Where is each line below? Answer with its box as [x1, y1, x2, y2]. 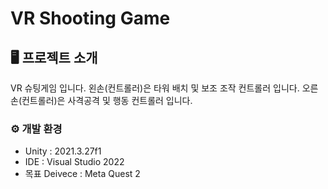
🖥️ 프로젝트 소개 [10, 49, 98, 66]
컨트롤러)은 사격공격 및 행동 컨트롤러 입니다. [21, 95, 193, 106]
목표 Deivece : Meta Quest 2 [24, 168, 141, 180]
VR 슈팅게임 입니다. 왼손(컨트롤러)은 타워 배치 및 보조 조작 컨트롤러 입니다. [10, 82, 300, 94]
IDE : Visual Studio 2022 [24, 156, 125, 168]
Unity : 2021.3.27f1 [24, 145, 102, 157]
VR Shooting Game [10, 7, 171, 30]
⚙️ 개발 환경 [10, 122, 63, 136]
